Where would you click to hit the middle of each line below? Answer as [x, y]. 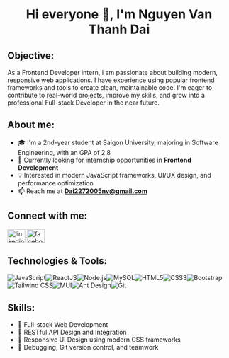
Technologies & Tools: [57, 261]
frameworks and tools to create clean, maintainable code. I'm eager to [110, 87]
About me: [31, 125]
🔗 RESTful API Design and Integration [72, 333]
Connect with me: [48, 216]
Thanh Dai [119, 29]
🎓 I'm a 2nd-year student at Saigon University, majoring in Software [118, 142]
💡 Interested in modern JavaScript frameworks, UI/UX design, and [114, 175]
